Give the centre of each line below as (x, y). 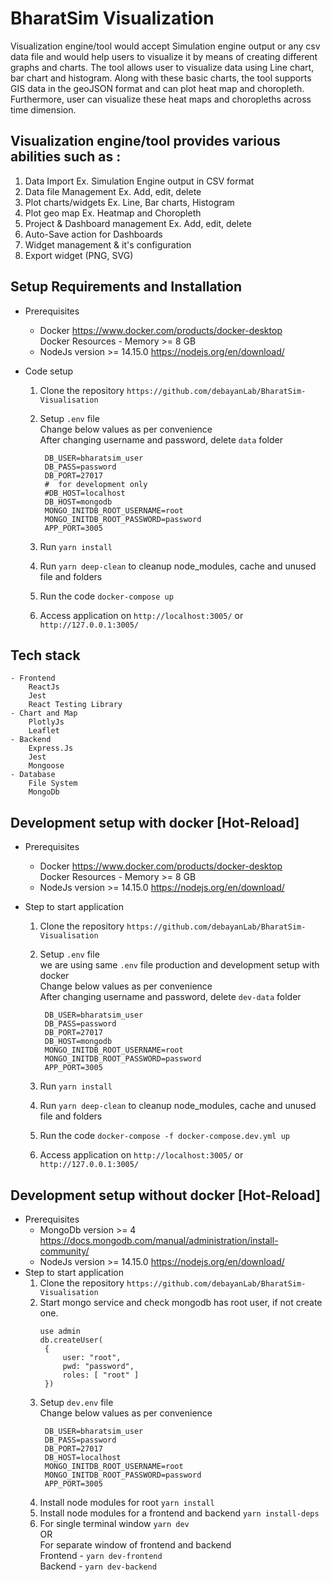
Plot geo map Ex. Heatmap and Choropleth (113, 213)
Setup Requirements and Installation (126, 287)
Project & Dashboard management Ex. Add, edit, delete (138, 223)
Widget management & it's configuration (108, 244)
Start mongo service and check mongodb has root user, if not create (181, 1302)
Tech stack (45, 655)
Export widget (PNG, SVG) (79, 255)
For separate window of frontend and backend (135, 1545)
